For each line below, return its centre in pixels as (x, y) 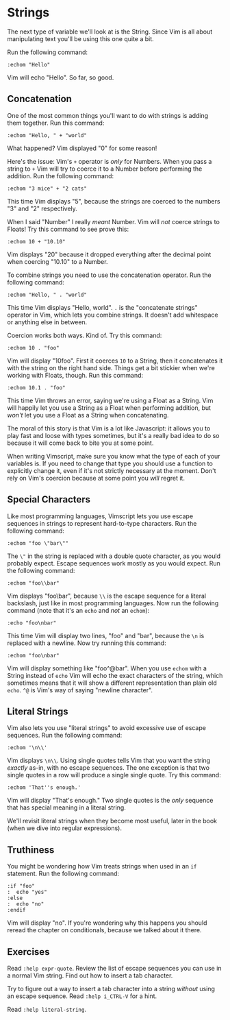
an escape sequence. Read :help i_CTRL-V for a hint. (82, 996)
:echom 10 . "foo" (33, 348)
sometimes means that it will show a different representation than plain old (112, 683)
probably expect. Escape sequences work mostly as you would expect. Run (114, 563)
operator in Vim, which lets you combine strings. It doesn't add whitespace (113, 315)
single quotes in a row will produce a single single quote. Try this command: (114, 775)
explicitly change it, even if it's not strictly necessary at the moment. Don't (112, 470)
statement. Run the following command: (63, 874)
